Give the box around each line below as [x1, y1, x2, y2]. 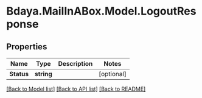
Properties [6, 41, 47, 52]
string [34, 70, 53, 78]
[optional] [98, 70, 127, 78]
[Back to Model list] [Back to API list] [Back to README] [6, 85, 146, 93]
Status [9, 70, 29, 78]
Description [58, 60, 93, 68]
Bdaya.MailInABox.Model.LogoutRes [6, 4, 197, 18]
